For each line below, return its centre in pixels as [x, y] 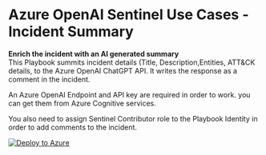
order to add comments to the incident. [73, 127]
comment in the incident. [49, 79]
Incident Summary [71, 32]
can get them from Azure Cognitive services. [82, 103]
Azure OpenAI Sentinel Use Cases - [129, 15]
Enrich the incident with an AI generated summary [94, 54]
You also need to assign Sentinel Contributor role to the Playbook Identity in [133, 118]
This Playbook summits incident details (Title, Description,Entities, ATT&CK [132, 62]
